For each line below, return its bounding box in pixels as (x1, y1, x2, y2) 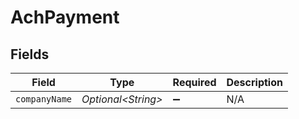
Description (226, 76, 283, 89)
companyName (15, 94, 73, 105)
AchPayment (10, 6, 120, 29)
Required (172, 76, 217, 89)
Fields (10, 46, 50, 63)
